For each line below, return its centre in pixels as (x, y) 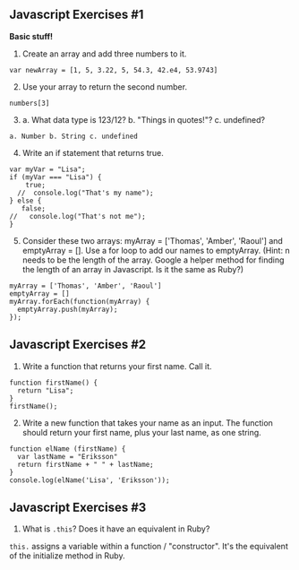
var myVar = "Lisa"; (48, 169)
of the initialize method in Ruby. (67, 556)
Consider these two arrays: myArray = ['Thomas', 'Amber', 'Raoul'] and (153, 240)
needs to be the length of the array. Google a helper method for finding (153, 260)
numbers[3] (30, 103)
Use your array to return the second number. (105, 86)
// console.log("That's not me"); (77, 216)
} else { (26, 201)
